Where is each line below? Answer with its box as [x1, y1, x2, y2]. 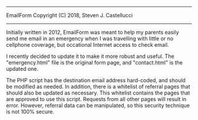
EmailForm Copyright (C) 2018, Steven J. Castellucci [6, 12, 133, 18]
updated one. [6, 66, 39, 72]
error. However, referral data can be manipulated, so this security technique [6, 102, 190, 109]
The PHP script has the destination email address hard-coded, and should [6, 77, 186, 83]
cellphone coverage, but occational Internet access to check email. [6, 41, 169, 48]
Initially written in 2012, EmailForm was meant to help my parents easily [6, 29, 179, 35]
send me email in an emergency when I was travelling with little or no [6, 35, 174, 42]
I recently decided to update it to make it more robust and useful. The [6, 53, 175, 60]
